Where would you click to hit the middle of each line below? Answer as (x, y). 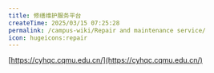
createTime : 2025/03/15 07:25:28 (64, 23)
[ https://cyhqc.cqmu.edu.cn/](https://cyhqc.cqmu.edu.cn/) (105, 60)
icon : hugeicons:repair (48, 38)
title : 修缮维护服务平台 (45, 15)
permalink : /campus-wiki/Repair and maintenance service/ (107, 30)
